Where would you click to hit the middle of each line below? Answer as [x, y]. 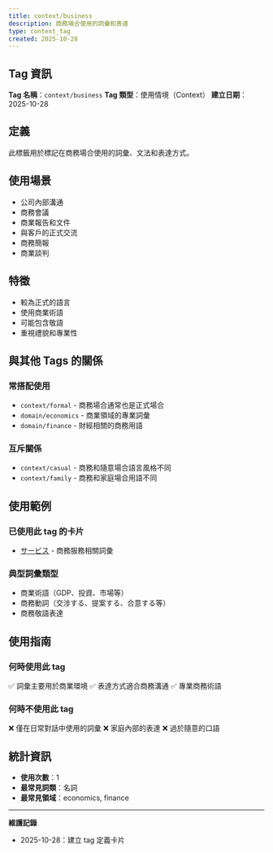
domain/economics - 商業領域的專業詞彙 [85, 415]
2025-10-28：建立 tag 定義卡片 [73, 840]
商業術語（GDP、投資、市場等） [74, 593]
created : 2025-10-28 [43, 39]
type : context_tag [39, 31]
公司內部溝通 [41, 202]
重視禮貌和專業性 [49, 332]
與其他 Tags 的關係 [56, 360]
